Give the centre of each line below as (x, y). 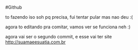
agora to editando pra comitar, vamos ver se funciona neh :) (68, 27)
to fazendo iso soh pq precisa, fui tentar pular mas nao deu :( (69, 17)
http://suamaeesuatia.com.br (36, 42)
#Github (14, 7)
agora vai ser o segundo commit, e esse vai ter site (59, 37)
